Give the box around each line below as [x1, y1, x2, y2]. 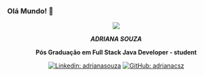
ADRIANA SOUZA [90, 35, 142, 44]
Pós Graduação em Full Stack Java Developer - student [35, 48, 197, 57]
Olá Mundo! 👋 [7, 6, 54, 16]
